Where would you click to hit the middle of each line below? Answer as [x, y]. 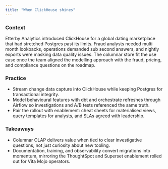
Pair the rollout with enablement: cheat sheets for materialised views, [84, 111]
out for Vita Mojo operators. [41, 161]
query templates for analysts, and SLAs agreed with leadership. [78, 116]
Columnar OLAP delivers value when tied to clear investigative [77, 140]
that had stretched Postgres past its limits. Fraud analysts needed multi [79, 44]
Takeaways [19, 129]
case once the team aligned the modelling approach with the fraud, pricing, [83, 60]
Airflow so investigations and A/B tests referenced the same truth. [81, 105]
